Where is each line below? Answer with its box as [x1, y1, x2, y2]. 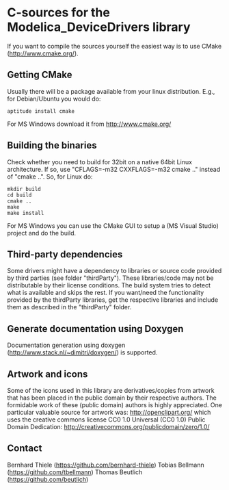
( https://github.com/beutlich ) [7, 475, 89, 483]
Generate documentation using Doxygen [7, 323, 184, 335]
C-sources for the [7, 5, 111, 21]
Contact [7, 443, 42, 454]
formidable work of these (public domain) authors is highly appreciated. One [7, 401, 222, 409]
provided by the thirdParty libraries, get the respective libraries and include [7, 296, 219, 304]
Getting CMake [7, 69, 72, 81]
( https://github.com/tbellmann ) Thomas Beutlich [7, 467, 143, 476]
